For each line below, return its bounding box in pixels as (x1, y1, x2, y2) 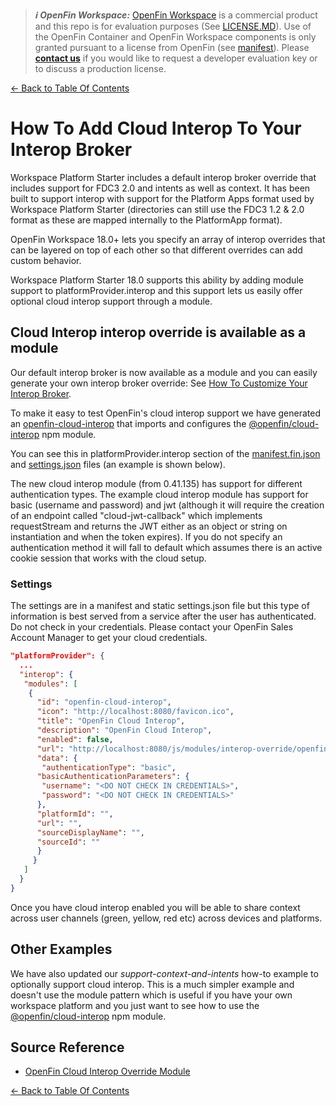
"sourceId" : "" (36, 837, 101, 847)
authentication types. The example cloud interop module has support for (10, 488, 309, 500)
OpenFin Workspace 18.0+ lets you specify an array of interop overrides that (10, 233, 326, 245)
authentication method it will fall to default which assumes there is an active (10, 541, 323, 553)
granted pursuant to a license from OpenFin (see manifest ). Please (34, 42, 310, 53)
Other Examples (10, 941, 113, 958)
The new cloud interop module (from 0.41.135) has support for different (10, 477, 303, 489)
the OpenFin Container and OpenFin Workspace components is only (34, 31, 317, 43)
